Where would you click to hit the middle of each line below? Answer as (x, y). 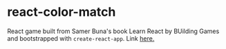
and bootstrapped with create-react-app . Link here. (81, 38)
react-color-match (62, 12)
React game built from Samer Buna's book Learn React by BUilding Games (113, 31)
